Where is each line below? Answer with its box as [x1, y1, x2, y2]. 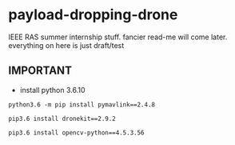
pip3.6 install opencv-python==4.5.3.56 [8, 128, 145, 137]
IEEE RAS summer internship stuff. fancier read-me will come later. [8, 32, 228, 42]
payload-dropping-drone [8, 6, 178, 24]
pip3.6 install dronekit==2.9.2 [8, 115, 116, 123]
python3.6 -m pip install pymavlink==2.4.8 [8, 100, 156, 109]
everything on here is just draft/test [8, 40, 125, 50]
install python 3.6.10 [19, 85, 86, 95]
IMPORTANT [8, 64, 72, 78]
